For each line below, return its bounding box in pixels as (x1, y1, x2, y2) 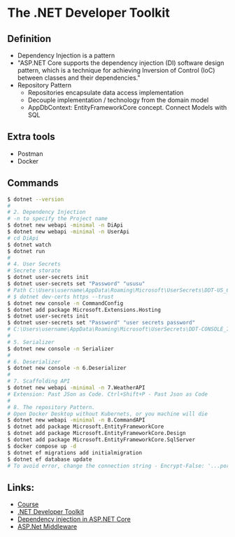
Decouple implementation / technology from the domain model (27, 96, 209, 104)
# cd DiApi (7, 234, 39, 242)
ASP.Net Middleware (17, 522, 78, 531)
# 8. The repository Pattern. (7, 403, 96, 410)
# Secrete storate (7, 267, 61, 274)
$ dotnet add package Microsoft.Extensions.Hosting (7, 306, 161, 313)
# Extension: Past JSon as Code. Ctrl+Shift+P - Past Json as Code (7, 390, 208, 398)
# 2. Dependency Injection (7, 208, 86, 216)
